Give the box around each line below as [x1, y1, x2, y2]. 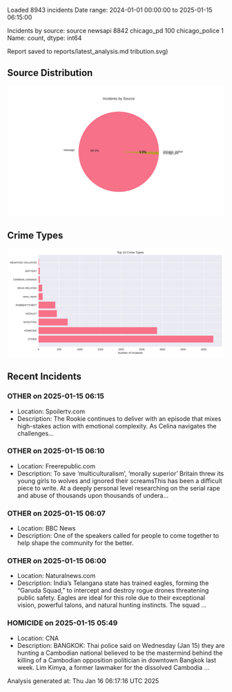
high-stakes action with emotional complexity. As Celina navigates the [17, 422, 217, 430]
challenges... [17, 429, 54, 437]
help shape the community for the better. [17, 539, 134, 547]
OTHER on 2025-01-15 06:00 [7, 556, 107, 566]
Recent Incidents [7, 370, 81, 382]
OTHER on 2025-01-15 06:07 [7, 508, 106, 518]
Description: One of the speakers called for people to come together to [17, 531, 220, 540]
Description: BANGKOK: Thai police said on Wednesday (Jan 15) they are [17, 641, 225, 649]
